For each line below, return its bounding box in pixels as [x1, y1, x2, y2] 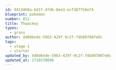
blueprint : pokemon [5, 12, 45, 17]
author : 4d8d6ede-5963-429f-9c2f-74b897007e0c [5, 35, 103, 40]
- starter [9, 48, 30, 53]
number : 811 [5, 16, 30, 21]
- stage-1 [9, 44, 30, 49]
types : [5, 26, 19, 31]
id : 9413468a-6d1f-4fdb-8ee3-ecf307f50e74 [5, 7, 94, 12]
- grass [9, 30, 26, 35]
